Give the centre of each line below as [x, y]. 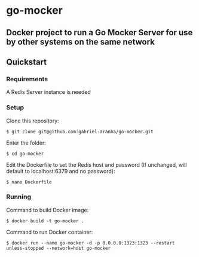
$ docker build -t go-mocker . [45, 221]
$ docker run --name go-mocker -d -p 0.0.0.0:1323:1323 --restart [91, 243]
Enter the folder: [26, 143]
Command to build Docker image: [48, 210]
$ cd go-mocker [25, 154]
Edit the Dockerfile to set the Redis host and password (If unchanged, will [97, 164]
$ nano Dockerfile [29, 182]
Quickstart [27, 62]
